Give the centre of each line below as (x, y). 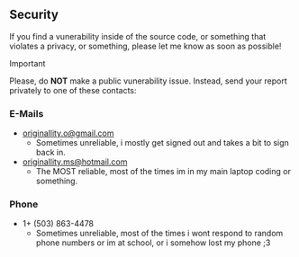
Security (34, 15)
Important (27, 63)
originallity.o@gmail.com (68, 133)
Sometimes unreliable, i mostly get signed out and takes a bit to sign (163, 143)
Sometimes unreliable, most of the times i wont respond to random (159, 234)
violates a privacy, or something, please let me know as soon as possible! (145, 46)
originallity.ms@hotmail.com (75, 162)
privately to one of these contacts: (73, 90)
